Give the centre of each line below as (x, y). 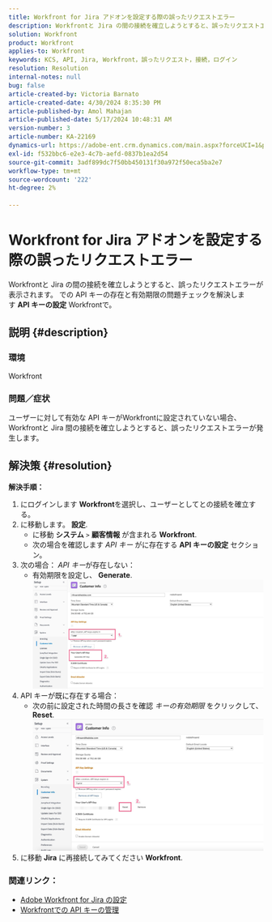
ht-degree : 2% (32, 188)
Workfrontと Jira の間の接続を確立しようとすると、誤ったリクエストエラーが (136, 284)
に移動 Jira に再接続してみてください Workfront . (102, 857)
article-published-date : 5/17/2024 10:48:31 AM (90, 120)
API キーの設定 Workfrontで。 (67, 305)
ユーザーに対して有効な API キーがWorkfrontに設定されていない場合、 (125, 417)
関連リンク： (34, 881)
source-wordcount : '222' (50, 179)
